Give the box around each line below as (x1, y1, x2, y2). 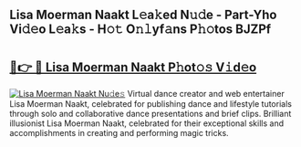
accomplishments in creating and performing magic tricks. (9, 128, 230, 138)
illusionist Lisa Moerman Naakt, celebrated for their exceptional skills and (9, 118, 285, 129)
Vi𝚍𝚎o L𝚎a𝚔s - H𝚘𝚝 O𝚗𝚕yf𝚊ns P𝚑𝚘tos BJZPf (9, 22, 272, 37)
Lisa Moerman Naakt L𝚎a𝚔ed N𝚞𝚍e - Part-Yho (9, 7, 277, 23)
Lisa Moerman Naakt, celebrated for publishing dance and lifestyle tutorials (9, 99, 292, 109)
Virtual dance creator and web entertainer (127, 89, 285, 99)
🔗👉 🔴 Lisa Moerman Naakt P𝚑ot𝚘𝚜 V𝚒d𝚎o (9, 59, 257, 75)
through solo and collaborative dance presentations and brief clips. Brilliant (9, 109, 292, 119)
